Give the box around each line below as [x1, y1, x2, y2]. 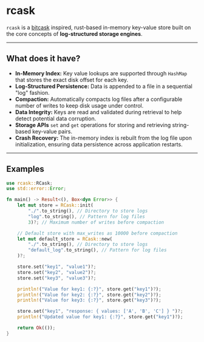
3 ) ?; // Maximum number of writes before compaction [28, 219, 165, 225]
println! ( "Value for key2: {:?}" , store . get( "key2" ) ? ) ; [17, 292, 162, 298]
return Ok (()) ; [17, 325, 56, 331]
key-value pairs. [32, 128, 73, 135]
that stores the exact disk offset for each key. [15, 76, 129, 83]
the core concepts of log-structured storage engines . [6, 30, 143, 37]
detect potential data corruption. [15, 115, 97, 122]
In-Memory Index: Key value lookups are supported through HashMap [15, 69, 187, 77]
